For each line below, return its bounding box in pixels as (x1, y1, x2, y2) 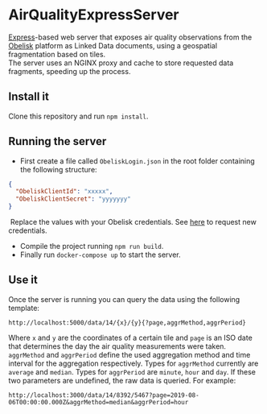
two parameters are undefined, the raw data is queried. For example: (8, 375, 236, 385)
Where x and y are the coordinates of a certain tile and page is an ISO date (8, 333, 253, 342)
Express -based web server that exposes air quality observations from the (8, 32, 253, 42)
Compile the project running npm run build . (19, 242, 164, 251)
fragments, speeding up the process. (8, 66, 131, 76)
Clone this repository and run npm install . (8, 111, 149, 121)
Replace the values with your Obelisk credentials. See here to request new (10, 217, 257, 227)
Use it (8, 273, 38, 287)
